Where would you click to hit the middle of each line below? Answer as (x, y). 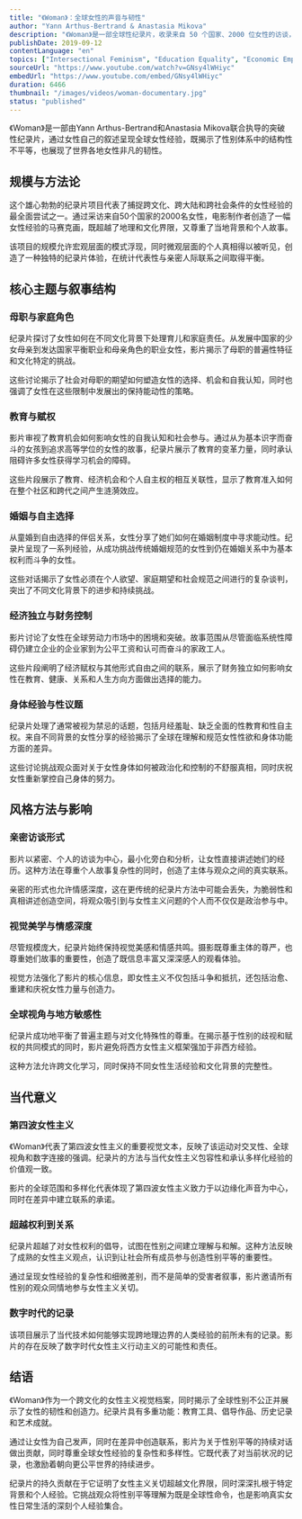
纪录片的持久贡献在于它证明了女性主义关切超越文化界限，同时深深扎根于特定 (151, 1483)
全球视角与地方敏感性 (55, 1014)
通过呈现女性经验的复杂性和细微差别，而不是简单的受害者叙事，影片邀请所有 (151, 1276)
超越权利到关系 (42, 1225)
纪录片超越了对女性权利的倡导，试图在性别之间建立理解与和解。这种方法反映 (151, 1246)
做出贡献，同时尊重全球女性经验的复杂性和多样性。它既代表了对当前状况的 (147, 1453)
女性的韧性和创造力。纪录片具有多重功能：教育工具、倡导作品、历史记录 (159, 1411)
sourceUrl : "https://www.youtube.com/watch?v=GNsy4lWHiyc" (122, 68)
